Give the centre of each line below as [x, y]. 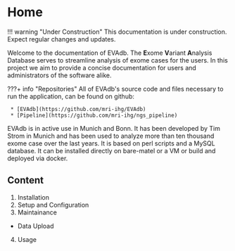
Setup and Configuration [53, 205]
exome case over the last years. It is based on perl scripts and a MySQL [112, 143]
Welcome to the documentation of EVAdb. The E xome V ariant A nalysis [110, 53]
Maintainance [37, 212]
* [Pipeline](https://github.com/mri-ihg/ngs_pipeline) [94, 115]
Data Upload [36, 226]
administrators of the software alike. [59, 75]
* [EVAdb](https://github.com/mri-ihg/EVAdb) [78, 109]
